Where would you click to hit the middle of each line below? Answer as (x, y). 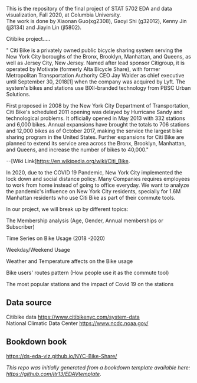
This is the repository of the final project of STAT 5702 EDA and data (89, 9)
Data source (29, 303)
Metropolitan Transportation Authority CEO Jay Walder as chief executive (95, 75)
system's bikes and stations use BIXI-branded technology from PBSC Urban (98, 88)
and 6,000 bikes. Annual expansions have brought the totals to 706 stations (98, 124)
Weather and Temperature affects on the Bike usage (70, 261)
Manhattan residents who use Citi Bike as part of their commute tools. (91, 198)
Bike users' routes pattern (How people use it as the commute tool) (88, 272)
